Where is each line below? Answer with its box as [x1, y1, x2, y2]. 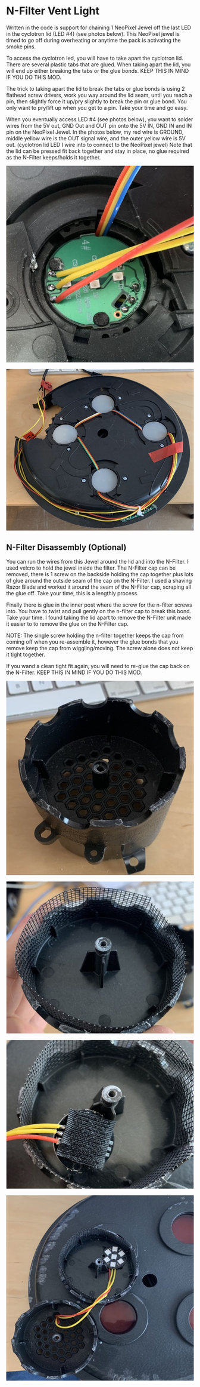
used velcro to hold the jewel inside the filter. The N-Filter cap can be [6, 564, 176, 571]
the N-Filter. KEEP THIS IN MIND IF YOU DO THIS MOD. [6, 669, 142, 676]
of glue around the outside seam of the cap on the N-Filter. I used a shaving [6, 577, 192, 585]
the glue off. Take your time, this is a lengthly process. [6, 590, 139, 597]
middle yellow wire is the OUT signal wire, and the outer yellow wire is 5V [6, 134, 186, 142]
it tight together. [6, 651, 46, 658]
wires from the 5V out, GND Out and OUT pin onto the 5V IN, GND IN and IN [6, 122, 192, 129]
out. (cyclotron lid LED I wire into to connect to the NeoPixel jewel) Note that [6, 141, 192, 148]
